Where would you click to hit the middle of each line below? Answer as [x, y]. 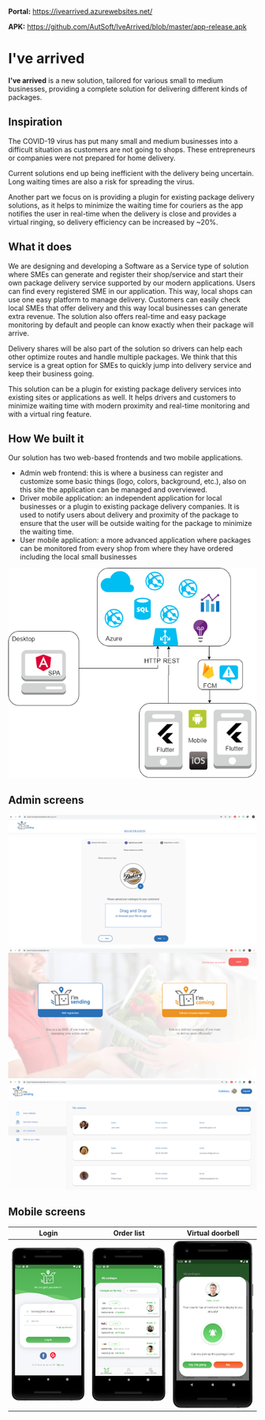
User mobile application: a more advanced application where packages [135, 540]
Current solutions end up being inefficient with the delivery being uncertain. [131, 173]
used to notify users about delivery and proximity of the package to [129, 515]
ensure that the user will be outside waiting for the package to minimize [136, 524]
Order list [129, 1233]
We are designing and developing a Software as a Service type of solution [129, 266]
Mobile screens [47, 1212]
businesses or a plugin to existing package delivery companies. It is [129, 507]
